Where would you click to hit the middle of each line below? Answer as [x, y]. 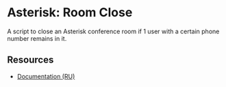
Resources [30, 60]
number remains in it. [37, 38]
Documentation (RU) [46, 76]
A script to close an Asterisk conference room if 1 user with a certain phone [113, 31]
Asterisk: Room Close [70, 13]
